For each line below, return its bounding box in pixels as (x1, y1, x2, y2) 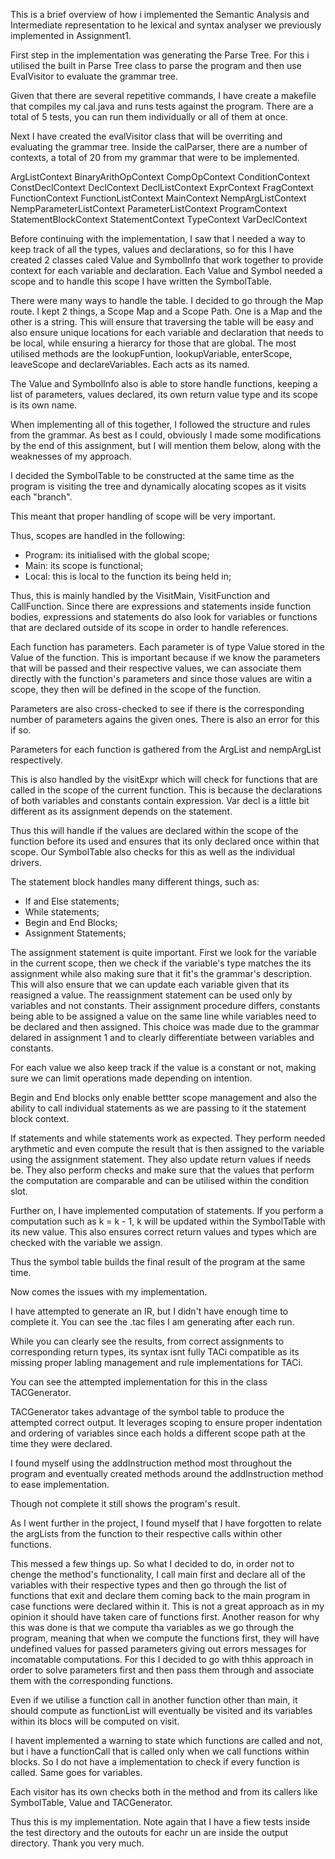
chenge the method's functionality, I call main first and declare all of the (10, 1569, 306, 1580)
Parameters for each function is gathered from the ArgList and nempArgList (10, 744, 322, 755)
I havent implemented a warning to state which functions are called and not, (10, 1735, 323, 1746)
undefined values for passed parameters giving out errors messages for (10, 1643, 307, 1654)
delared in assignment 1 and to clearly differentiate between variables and (10, 1032, 315, 1043)
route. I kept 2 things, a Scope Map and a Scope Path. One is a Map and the (10, 305, 323, 317)
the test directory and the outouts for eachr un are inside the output (10, 1827, 289, 1838)
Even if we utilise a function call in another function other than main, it (10, 1694, 298, 1706)
